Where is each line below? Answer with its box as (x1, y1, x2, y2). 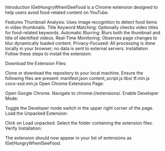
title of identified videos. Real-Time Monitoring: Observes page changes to (5, 35, 158, 41)
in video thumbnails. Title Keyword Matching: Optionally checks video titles (5, 24, 159, 30)
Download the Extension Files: (5, 61, 67, 66)
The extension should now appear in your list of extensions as (5, 135, 132, 141)
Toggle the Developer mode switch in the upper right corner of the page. (5, 105, 154, 111)
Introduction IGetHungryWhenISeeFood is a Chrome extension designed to (5, 4, 158, 10)
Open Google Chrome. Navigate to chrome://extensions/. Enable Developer (5, 90, 159, 96)
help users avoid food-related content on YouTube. (5, 9, 109, 15)
